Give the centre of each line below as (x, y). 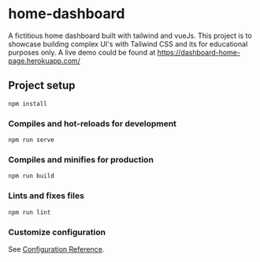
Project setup (42, 86)
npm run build (32, 176)
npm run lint (30, 212)
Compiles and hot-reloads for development (93, 123)
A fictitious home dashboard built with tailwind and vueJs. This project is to (130, 36)
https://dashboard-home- (199, 52)
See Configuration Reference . (56, 249)
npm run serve (32, 140)
